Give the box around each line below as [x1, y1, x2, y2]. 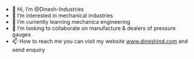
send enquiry [11, 46, 45, 53]
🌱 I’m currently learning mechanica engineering [11, 18, 131, 25]
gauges [11, 31, 31, 38]
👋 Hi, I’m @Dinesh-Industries [11, 6, 84, 13]
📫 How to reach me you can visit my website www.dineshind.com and [11, 38, 189, 45]
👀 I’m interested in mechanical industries [11, 12, 114, 19]
